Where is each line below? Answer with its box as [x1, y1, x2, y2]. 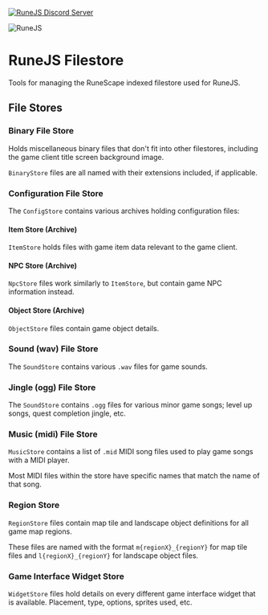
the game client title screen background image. [8, 152, 164, 162]
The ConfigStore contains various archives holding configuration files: [8, 206, 240, 215]
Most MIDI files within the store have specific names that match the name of [8, 471, 260, 481]
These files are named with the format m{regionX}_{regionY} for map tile [8, 542, 248, 551]
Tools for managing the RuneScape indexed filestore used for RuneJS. [8, 77, 241, 88]
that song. [8, 479, 42, 490]
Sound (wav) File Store [8, 343, 99, 355]
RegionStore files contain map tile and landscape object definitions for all [8, 518, 249, 527]
